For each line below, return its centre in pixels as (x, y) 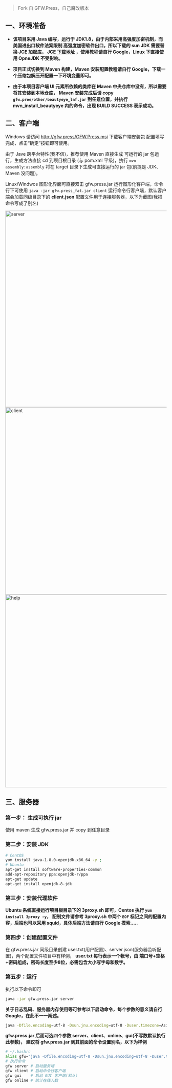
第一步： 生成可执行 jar (34, 818)
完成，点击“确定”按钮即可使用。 (39, 143)
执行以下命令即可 (23, 989)
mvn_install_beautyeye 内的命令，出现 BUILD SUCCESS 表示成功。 (84, 105)
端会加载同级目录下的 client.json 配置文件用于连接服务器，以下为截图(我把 (84, 197)
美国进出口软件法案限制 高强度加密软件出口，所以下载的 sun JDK (81, 45)
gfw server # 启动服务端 (30, 1066)
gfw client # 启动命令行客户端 (36, 1071)
